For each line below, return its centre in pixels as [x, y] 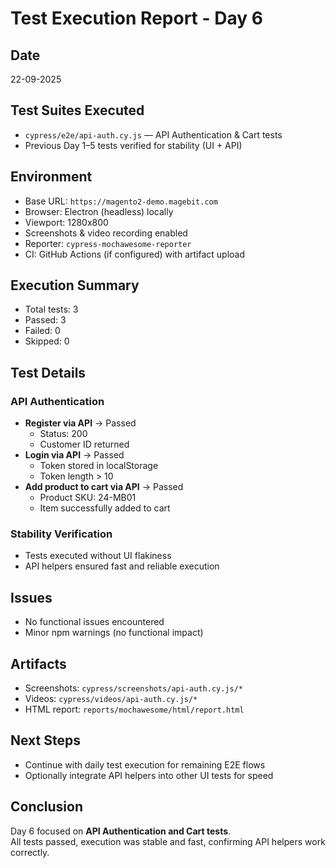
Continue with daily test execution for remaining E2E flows [145, 764]
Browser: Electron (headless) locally [99, 211]
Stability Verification [61, 534]
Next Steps [45, 740]
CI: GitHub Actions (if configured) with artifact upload [135, 254]
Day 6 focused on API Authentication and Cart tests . [121, 831]
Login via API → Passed [74, 455]
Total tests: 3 [51, 309]
